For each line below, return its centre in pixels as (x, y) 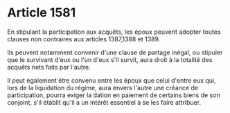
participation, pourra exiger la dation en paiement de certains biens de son (114, 95)
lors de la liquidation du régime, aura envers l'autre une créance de (103, 88)
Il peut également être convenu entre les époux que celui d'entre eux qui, (112, 80)
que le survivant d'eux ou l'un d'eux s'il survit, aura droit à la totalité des (110, 59)
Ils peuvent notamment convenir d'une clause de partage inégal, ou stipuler (115, 52)
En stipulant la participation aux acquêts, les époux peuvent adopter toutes (114, 32)
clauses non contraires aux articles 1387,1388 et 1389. (84, 39)
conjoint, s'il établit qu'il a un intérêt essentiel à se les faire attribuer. (104, 102)
